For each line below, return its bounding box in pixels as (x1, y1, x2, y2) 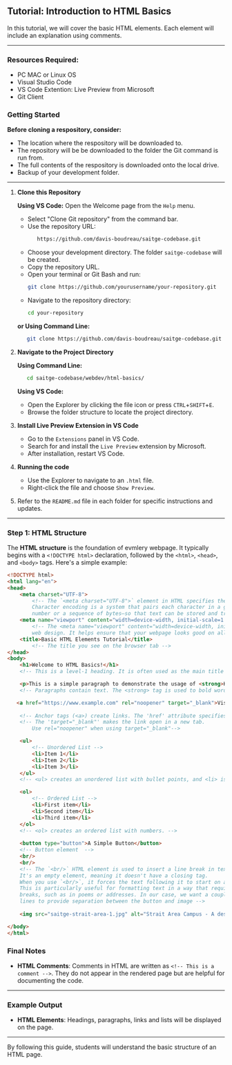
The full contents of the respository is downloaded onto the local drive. (17, 161, 220, 169)
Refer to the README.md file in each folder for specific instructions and (17, 497, 213, 505)
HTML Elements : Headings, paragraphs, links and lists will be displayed (17, 1016, 222, 1024)
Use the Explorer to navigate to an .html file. (27, 476, 154, 484)
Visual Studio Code (17, 78, 72, 86)
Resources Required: (7, 55, 79, 64)
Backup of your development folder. (17, 169, 119, 177)
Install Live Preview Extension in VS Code (17, 421, 139, 429)
